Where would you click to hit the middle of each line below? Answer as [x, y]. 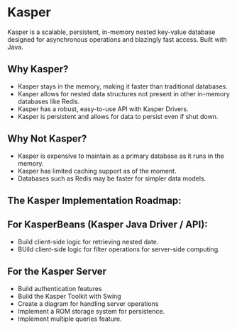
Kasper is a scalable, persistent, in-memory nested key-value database [111, 32]
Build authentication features [60, 288]
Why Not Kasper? [47, 139]
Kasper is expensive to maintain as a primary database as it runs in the [121, 156]
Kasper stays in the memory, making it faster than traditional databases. [123, 86]
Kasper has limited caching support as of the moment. [97, 171]
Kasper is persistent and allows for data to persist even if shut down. [118, 116]
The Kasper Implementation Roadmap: [95, 200]
